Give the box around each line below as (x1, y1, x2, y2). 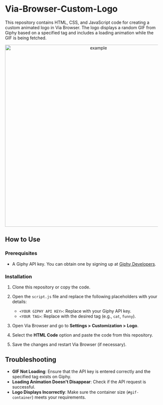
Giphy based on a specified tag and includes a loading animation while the (5, 30, 154, 35)
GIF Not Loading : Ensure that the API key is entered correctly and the (12, 368, 151, 374)
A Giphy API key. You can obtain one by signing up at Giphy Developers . (12, 261, 156, 267)
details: (12, 299, 27, 304)
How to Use (5, 236, 41, 244)
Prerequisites (5, 250, 37, 257)
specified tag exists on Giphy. (12, 373, 71, 379)
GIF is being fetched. (5, 35, 47, 41)
